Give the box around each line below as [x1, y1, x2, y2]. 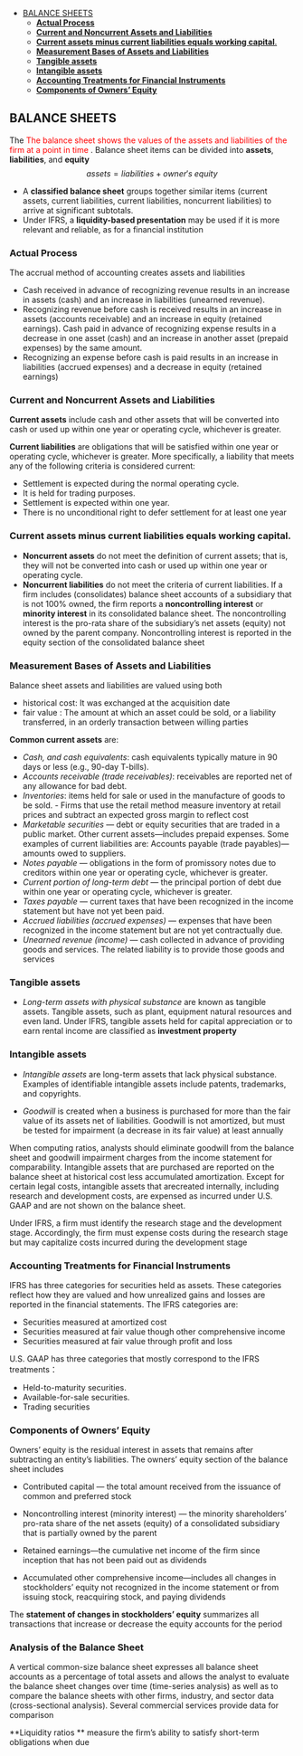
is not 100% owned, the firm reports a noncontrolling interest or [22, 598, 264, 609]
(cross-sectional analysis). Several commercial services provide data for [9, 1700, 279, 1711]
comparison [9, 1710, 54, 1721]
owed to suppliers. [57, 848, 127, 859]
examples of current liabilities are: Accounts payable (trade [22, 839, 243, 849]
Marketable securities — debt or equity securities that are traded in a [22, 819, 280, 830]
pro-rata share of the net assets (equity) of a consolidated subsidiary [22, 1518, 280, 1529]
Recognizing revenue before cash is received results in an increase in [22, 304, 282, 315]
